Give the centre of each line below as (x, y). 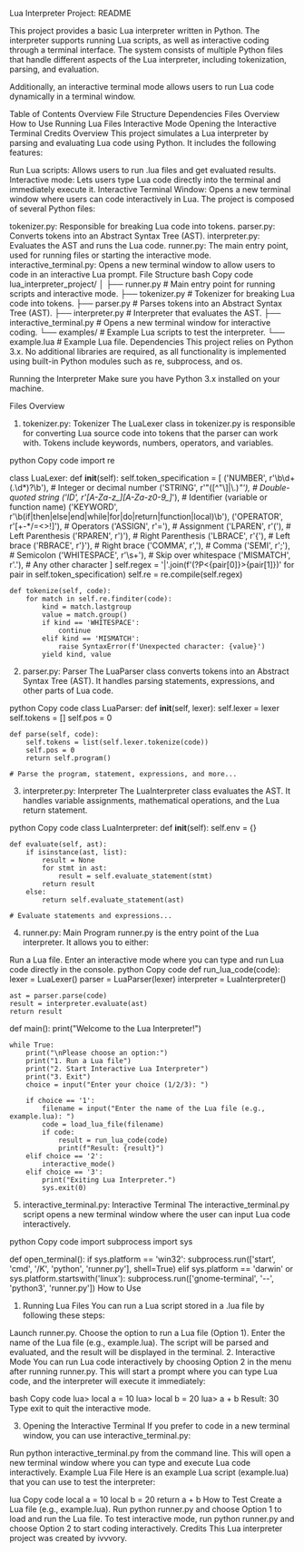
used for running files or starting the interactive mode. (110, 255)
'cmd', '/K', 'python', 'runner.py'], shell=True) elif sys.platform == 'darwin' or (151, 1269)
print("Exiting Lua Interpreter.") (109, 1180)
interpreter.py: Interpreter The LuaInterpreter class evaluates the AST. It (156, 791)
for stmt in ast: (74, 868)
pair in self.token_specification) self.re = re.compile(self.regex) (126, 574)
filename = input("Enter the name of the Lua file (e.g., (154, 1108)
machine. (27, 388)
